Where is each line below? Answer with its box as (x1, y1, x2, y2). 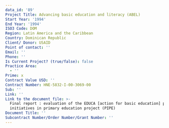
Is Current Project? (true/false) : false (5, 59, 94, 64)
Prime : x (5, 73, 24, 78)
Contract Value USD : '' (5, 78, 55, 83)
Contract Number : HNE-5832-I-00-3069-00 (5, 82, 92, 87)
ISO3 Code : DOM (5, 26, 37, 31)
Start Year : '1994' (5, 17, 46, 22)
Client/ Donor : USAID (5, 40, 51, 45)
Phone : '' (5, 54, 26, 59)
